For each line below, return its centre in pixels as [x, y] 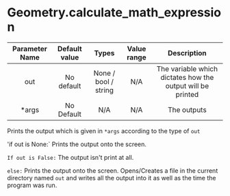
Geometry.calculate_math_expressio [114, 13]
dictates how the [187, 77]
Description [187, 53]
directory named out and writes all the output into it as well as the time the [112, 178]
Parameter [30, 48]
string [104, 90]
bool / [104, 81]
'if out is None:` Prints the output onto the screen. [77, 144]
